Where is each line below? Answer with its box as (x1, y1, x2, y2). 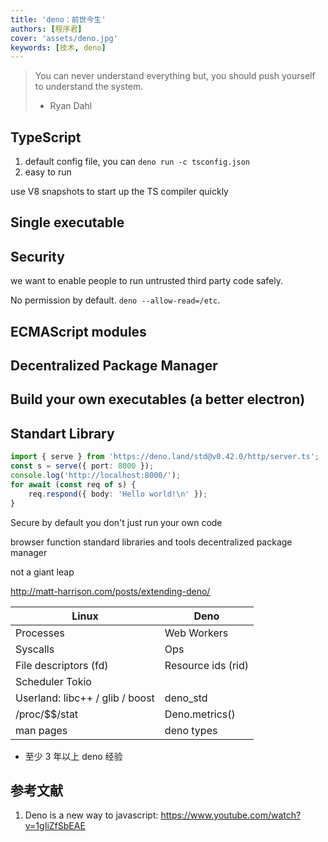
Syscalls (15, 642, 55, 656)
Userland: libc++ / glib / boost (15, 691, 155, 705)
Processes (15, 626, 65, 640)
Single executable (10, 214, 125, 231)
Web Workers (164, 626, 229, 640)
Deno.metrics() (164, 707, 236, 721)
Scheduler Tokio (15, 674, 92, 688)
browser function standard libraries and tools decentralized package (10, 536, 293, 548)
